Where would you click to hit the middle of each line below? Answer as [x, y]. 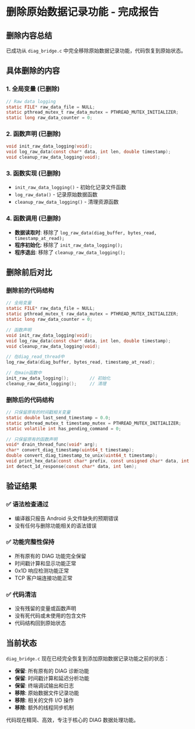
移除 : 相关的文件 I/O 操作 [44, 700]
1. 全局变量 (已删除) [33, 89]
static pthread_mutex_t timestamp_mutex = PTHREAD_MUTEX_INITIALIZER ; [94, 423]
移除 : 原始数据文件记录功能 [47, 693]
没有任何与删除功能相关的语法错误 [55, 525]
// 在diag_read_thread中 [35, 357]
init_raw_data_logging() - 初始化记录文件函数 [70, 187]
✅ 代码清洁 [21, 594]
